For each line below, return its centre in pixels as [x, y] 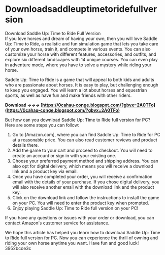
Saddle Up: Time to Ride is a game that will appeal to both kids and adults [80, 80]
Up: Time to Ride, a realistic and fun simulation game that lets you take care [82, 43]
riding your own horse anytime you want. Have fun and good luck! [72, 243]
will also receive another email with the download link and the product [83, 187]
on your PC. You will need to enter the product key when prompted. [81, 203]
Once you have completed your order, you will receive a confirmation [82, 176]
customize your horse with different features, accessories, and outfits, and [81, 54]
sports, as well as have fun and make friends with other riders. [68, 95]
